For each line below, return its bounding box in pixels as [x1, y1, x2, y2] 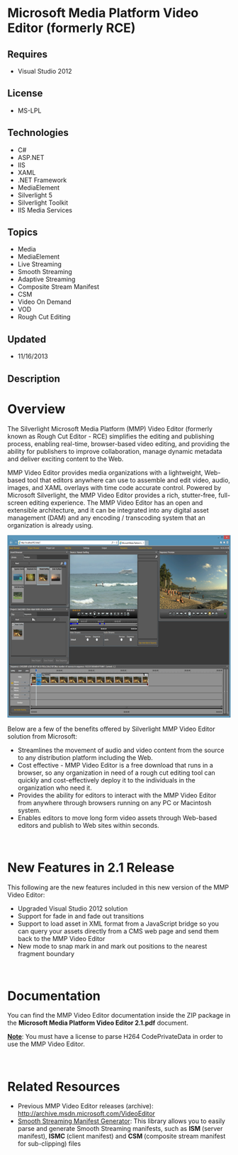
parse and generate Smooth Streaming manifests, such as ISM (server [17, 1125, 223, 1133]
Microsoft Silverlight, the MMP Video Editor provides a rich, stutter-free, [7, 491, 217, 499]
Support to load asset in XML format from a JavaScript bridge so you [17, 919, 220, 928]
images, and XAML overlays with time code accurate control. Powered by [7, 483, 222, 491]
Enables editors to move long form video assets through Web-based [17, 813, 217, 822]
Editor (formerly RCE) [7, 20, 136, 36]
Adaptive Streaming [17, 275, 76, 284]
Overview [7, 401, 66, 417]
